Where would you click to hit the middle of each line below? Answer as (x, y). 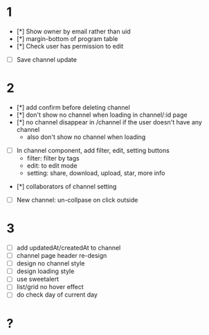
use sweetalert (38, 279)
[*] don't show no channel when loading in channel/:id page (102, 115)
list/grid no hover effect (50, 287)
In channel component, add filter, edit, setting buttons (93, 150)
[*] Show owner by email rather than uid (73, 31)
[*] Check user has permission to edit (70, 46)
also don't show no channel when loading (86, 137)
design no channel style (51, 263)
